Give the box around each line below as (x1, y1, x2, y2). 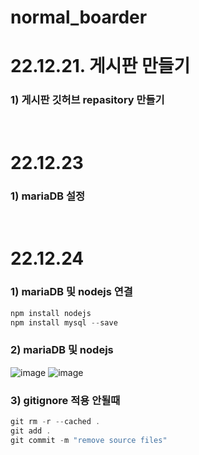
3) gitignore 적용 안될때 (10, 393, 121, 407)
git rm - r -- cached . (10, 416, 101, 426)
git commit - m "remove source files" (10, 435, 168, 445)
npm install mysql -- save (10, 317, 118, 328)
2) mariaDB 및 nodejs (10, 343, 114, 357)
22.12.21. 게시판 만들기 (10, 55, 191, 78)
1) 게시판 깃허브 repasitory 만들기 (10, 93, 165, 107)
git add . (10, 426, 52, 436)
